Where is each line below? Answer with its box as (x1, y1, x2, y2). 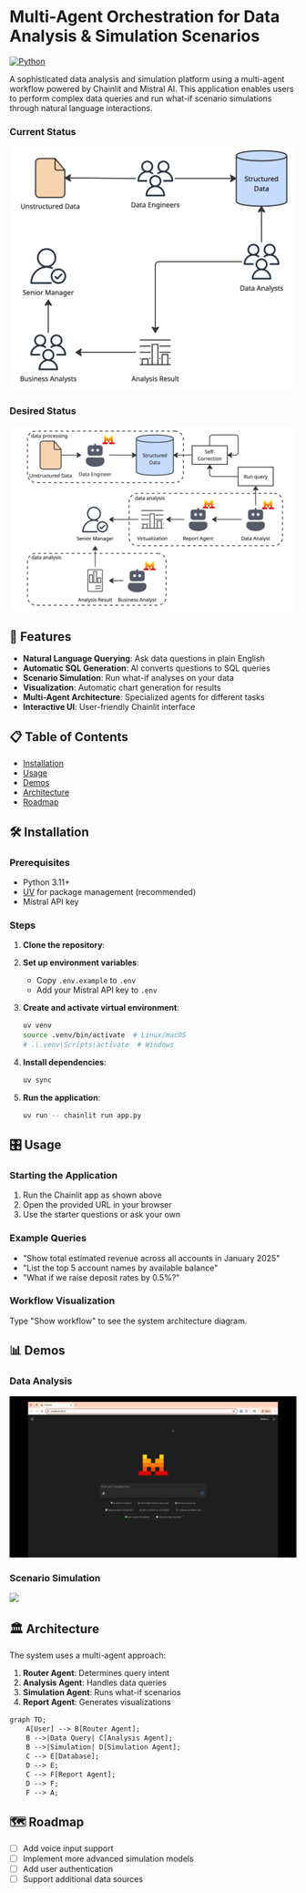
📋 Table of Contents (9, 729, 129, 745)
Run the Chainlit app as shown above (22, 1189, 162, 1200)
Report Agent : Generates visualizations (22, 1697, 171, 1708)
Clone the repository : (22, 940, 106, 951)
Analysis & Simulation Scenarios (9, 26, 260, 46)
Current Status (9, 125, 76, 138)
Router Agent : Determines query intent (22, 1668, 170, 1679)
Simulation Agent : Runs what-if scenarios (22, 1687, 181, 1698)
